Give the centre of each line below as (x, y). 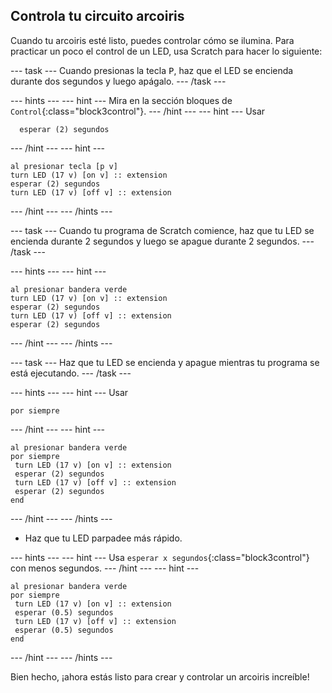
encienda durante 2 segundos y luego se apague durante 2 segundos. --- (162, 241)
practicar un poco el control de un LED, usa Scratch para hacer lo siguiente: (166, 51)
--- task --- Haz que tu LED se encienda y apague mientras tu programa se (165, 362)
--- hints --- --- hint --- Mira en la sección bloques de (121, 100)
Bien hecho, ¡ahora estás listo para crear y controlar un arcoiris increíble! (160, 676)
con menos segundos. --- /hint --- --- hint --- (105, 568)
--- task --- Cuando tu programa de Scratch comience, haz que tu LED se (162, 230)
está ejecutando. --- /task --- (71, 373)
